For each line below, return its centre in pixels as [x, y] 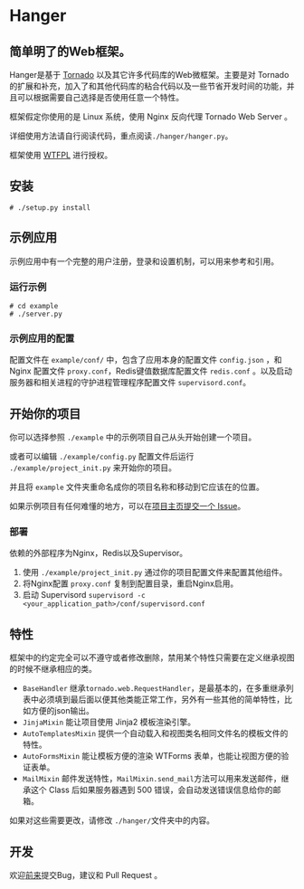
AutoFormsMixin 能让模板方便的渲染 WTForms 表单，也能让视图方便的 [152, 756]
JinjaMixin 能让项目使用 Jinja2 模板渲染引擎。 [109, 722]
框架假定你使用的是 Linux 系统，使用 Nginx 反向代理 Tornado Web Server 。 [151, 117]
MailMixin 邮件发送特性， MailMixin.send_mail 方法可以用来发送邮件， [152, 779]
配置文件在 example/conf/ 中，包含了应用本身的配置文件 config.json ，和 [146, 360]
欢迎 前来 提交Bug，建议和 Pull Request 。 [86, 875]
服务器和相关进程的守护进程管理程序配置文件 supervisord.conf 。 [130, 383]
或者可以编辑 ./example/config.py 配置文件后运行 [102, 457]
